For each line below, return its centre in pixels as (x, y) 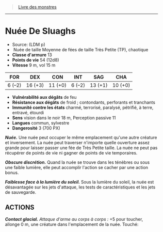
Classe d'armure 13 (32, 55)
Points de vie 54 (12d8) (35, 60)
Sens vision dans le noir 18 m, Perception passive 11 (64, 118)
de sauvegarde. (21, 192)
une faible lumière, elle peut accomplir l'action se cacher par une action (77, 167)
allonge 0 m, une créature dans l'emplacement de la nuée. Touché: (72, 224)
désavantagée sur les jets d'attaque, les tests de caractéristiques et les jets (80, 187)
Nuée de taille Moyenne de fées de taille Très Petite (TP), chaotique (81, 49)
